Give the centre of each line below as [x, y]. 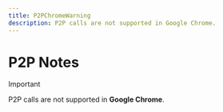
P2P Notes [44, 62]
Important [24, 84]
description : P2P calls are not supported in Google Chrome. [112, 23]
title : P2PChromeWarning [50, 15]
